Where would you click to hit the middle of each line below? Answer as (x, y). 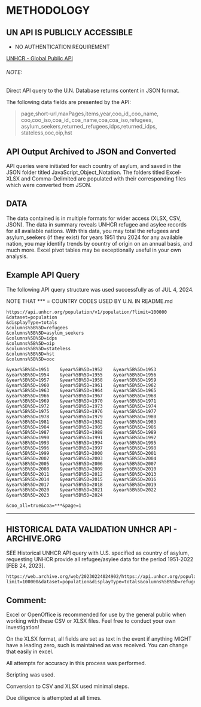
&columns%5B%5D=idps (32, 338)
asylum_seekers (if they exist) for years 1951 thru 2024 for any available (95, 237)
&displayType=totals (32, 322)
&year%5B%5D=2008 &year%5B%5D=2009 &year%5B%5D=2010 (81, 469)
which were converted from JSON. (49, 185)
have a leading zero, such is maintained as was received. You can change (97, 645)
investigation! (23, 628)
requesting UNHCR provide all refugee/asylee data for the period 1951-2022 (100, 559)
